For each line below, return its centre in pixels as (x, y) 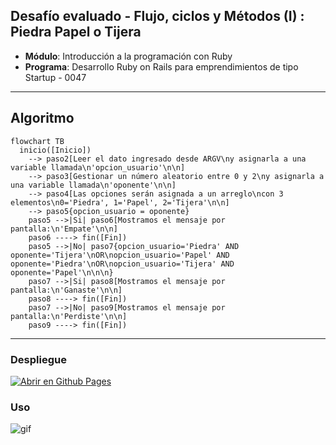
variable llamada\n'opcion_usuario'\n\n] (98, 167)
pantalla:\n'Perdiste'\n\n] (69, 316)
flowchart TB (37, 141)
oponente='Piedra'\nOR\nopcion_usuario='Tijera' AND (122, 264)
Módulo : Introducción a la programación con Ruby (128, 56)
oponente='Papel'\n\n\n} (62, 272)
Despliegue (38, 359)
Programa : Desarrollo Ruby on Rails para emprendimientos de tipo (161, 66)
